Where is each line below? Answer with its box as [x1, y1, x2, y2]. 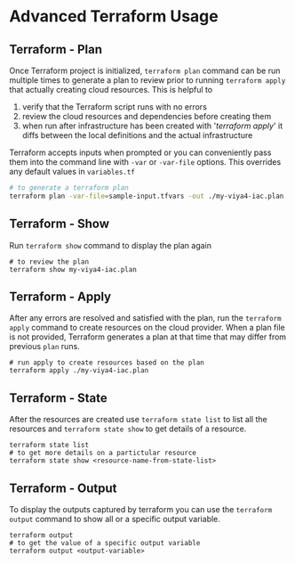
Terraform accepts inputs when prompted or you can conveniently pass [9, 147, 272, 158]
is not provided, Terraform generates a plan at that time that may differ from [9, 331, 287, 342]
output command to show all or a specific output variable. [9, 514, 220, 524]
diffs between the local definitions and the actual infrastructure [21, 130, 253, 140]
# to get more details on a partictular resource [9, 448, 197, 458]
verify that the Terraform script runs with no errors [21, 102, 207, 112]
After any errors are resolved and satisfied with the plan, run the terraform [9, 313, 282, 323]
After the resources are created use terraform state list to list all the [9, 414, 268, 425]
